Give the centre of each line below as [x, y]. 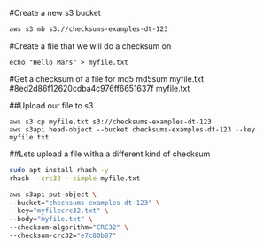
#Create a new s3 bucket [55, 13]
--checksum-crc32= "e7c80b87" [63, 235]
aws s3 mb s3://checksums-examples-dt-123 [89, 29]
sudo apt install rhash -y [59, 170]
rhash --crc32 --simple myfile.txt [75, 178]
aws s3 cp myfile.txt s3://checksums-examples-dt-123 [111, 122]
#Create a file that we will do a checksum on [90, 46]
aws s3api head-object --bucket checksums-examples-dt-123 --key [132, 129]
